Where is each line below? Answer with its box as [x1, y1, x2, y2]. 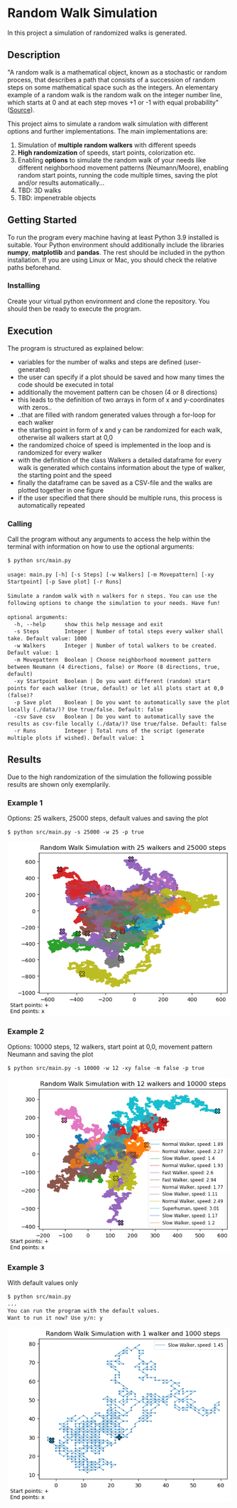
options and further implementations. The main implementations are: [7, 126, 208, 136]
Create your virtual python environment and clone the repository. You [7, 297, 210, 305]
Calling [7, 518, 33, 528]
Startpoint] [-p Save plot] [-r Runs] [7, 578, 122, 585]
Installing [7, 280, 40, 290]
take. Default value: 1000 [7, 635, 87, 642]
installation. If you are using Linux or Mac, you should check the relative [7, 256, 217, 264]
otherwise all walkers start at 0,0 [17, 433, 114, 442]
